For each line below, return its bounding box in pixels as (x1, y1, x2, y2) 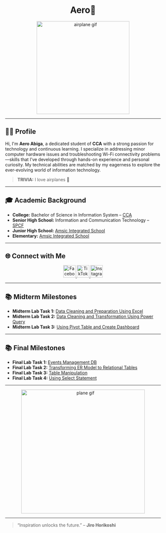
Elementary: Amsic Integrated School (12, 233, 90, 239)
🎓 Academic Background (5, 196, 86, 205)
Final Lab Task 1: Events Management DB (12, 359, 97, 365)
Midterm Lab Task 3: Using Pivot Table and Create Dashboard (12, 324, 140, 330)
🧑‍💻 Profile (5, 127, 36, 136)
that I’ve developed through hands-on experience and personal (20, 156, 150, 162)
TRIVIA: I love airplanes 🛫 (17, 176, 70, 182)
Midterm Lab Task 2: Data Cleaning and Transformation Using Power (12, 314, 154, 320)
